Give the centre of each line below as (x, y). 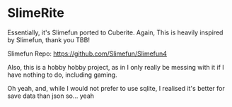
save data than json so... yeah (51, 96)
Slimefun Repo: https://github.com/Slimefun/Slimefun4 (87, 53)
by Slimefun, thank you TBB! (49, 39)
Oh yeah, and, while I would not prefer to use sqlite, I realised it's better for (116, 88)
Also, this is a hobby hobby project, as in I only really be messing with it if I (116, 67)
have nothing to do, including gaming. (63, 75)
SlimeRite (36, 13)
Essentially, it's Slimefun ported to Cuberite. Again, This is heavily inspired (115, 32)
